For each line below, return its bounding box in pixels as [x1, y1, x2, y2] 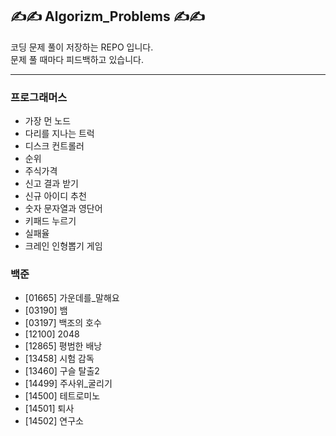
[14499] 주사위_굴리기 [24, 378, 113, 390]
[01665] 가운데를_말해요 [24, 292, 120, 304]
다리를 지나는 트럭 [24, 128, 95, 140]
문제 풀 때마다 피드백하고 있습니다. [10, 53, 144, 65]
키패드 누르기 [24, 215, 77, 227]
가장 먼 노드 [24, 115, 72, 127]
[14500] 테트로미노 [24, 390, 101, 402]
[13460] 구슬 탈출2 [24, 365, 100, 377]
